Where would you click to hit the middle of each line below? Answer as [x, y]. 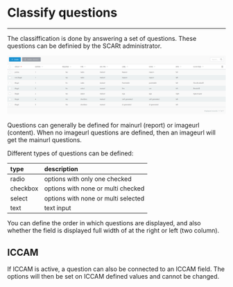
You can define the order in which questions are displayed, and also [104, 223]
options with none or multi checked [94, 189]
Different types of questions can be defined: [70, 153]
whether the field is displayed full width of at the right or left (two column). [113, 231]
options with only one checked [88, 179]
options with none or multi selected [94, 198]
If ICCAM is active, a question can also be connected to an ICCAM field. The [116, 269]
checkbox [24, 189]
